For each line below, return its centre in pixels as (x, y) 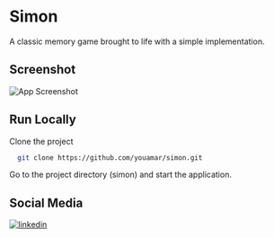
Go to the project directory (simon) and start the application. (120, 175)
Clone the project (41, 141)
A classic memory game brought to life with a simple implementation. (137, 41)
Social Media (46, 203)
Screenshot (43, 70)
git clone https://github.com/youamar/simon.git (110, 158)
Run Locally (43, 120)
